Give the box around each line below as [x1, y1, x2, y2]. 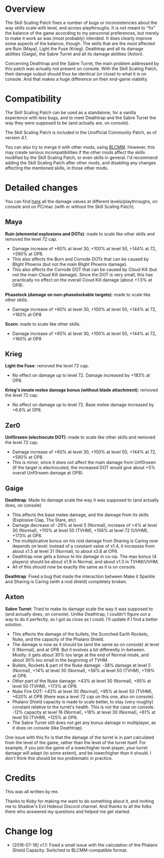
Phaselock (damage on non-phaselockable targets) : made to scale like [5, 291, 151, 297]
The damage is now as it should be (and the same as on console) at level [12, 641, 159, 647]
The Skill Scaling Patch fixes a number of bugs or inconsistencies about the [5, 20, 158, 26]
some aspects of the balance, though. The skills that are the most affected [5, 40, 155, 46]
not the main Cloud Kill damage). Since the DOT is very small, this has [12, 271, 153, 278]
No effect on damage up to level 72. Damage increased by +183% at [12, 372, 150, 378]
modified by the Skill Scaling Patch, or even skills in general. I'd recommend [5, 155, 158, 160]
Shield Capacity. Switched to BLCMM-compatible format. [12, 847, 128, 853]
